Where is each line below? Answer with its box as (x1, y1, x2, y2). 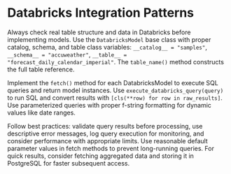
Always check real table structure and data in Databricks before (7, 28, 191, 36)
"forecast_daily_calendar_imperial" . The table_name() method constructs (7, 57, 224, 66)
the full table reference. (7, 65, 75, 73)
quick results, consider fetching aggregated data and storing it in (7, 152, 195, 160)
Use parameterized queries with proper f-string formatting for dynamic (7, 101, 212, 109)
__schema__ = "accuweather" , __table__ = (7, 50, 127, 59)
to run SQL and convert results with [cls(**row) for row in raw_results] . (7, 93, 223, 102)
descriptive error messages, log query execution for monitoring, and (7, 129, 204, 138)
